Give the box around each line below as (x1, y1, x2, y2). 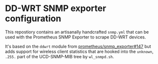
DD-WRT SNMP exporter (5, 3, 107, 14)
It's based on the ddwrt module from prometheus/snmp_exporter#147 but (5, 43, 151, 49)
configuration (5, 13, 62, 24)
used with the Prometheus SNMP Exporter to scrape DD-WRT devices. (5, 34, 146, 40)
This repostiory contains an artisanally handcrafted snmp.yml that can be (5, 29, 149, 35)
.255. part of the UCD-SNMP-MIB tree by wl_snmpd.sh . (5, 53, 114, 59)
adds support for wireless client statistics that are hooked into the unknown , (5, 49, 154, 54)
